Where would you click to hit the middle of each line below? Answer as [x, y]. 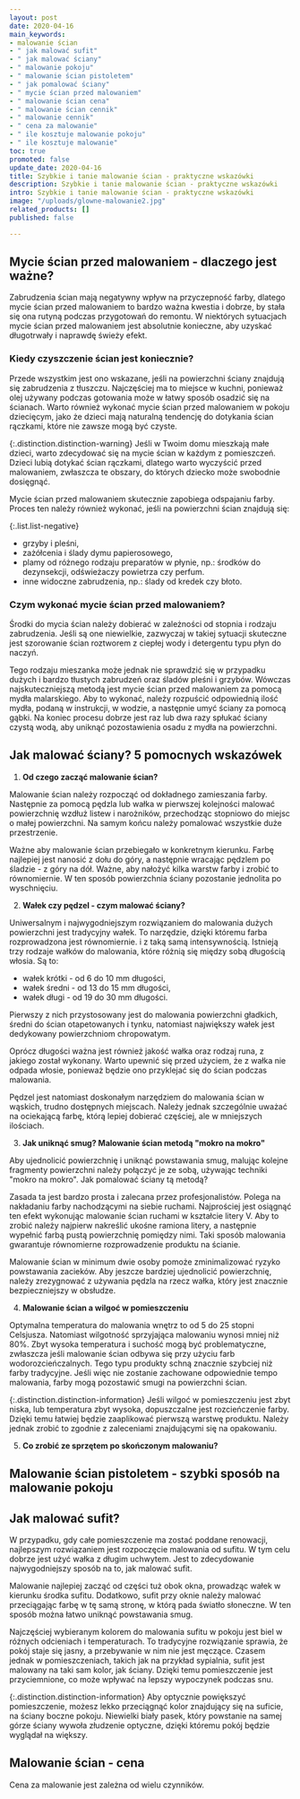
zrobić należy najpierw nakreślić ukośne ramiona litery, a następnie [133, 1225]
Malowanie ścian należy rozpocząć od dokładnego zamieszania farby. [138, 794]
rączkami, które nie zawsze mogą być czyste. [93, 426]
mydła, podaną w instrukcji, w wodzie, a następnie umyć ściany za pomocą [148, 708]
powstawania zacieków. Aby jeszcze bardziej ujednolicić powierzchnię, [141, 1271]
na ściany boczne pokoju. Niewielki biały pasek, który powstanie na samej [146, 1716]
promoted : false [39, 159]
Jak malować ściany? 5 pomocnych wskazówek [146, 756]
